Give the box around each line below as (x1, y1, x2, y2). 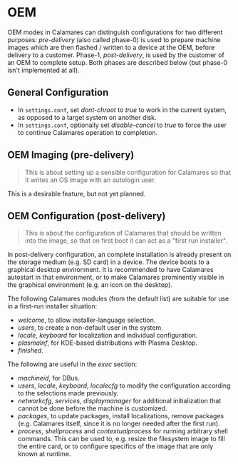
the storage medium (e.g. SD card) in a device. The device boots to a (7, 258, 210, 266)
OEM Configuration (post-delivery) (7, 210, 166, 222)
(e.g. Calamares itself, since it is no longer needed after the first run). (17, 419, 220, 428)
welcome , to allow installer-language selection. (17, 316, 156, 325)
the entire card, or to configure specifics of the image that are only (17, 442, 214, 450)
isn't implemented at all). (7, 66, 80, 74)
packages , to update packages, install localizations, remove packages (17, 412, 224, 420)
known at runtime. (17, 450, 71, 458)
